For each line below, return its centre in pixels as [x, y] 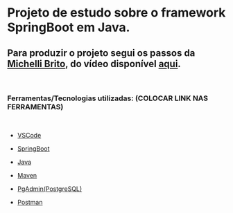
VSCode [29, 136]
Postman [30, 203]
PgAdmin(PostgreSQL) [50, 189]
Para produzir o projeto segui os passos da [101, 53]
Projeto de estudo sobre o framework [116, 13]
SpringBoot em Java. [69, 27]
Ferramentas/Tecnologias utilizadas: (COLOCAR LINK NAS [108, 98]
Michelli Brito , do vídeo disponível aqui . [94, 64]
